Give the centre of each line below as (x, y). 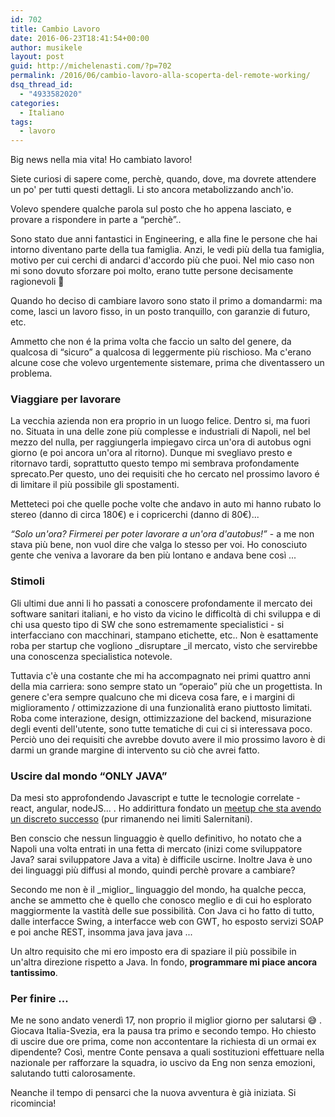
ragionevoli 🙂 (37, 282)
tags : (21, 122)
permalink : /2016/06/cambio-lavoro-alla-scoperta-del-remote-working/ (160, 76)
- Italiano (42, 112)
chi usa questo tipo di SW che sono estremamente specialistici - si (147, 624)
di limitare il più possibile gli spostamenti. (95, 485)
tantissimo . (34, 973)
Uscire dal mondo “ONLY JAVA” (89, 776)
